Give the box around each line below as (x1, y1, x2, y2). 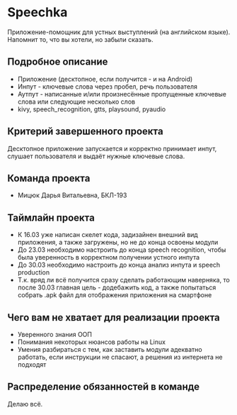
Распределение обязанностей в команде (7, 381, 200, 393)
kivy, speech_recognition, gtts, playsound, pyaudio (17, 104, 166, 114)
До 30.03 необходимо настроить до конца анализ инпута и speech (17, 260, 221, 270)
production (17, 268, 50, 277)
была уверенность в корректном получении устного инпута (17, 253, 200, 262)
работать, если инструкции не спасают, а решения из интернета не (17, 353, 223, 361)
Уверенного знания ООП (17, 331, 92, 338)
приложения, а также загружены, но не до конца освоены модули (17, 238, 219, 247)
